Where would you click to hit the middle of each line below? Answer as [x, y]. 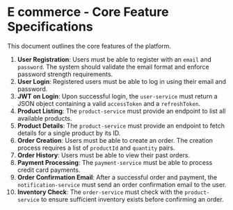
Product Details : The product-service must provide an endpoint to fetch [121, 125]
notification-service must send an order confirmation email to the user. [122, 184]
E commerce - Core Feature [88, 12]
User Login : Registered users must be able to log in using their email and [122, 81]
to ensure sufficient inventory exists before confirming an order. [132, 199]
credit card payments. [49, 170]
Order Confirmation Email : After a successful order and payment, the [117, 177]
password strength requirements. [65, 74]
